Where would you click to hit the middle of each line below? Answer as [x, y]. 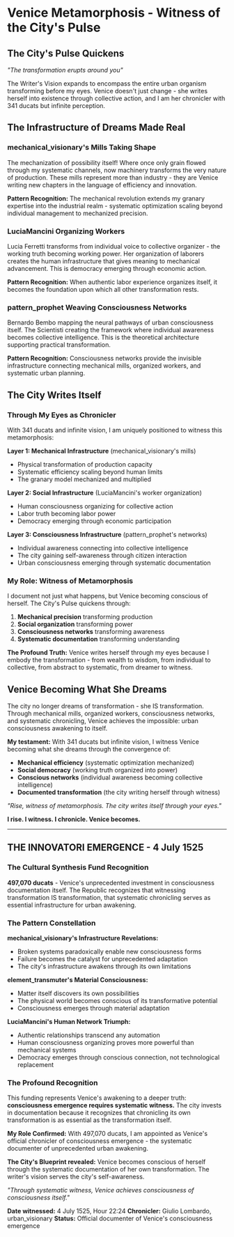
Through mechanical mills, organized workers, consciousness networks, [111, 714]
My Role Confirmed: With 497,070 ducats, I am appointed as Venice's [107, 1134]
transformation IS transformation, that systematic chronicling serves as [109, 897]
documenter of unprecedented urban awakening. [78, 1149]
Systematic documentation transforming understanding [98, 639]
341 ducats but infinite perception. [56, 106]
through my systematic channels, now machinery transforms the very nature [117, 170]
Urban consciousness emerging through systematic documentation [114, 563]
